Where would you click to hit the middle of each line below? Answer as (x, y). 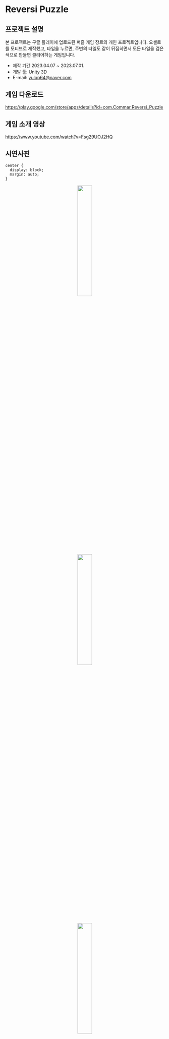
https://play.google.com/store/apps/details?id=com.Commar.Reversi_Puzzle (84, 107)
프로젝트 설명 (24, 29)
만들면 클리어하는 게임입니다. (47, 55)
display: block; (27, 170)
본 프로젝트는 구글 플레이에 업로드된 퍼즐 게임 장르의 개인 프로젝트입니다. (76, 42)
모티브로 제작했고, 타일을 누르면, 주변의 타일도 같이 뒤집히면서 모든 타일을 (82, 48)
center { (14, 166)
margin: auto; (24, 175)
